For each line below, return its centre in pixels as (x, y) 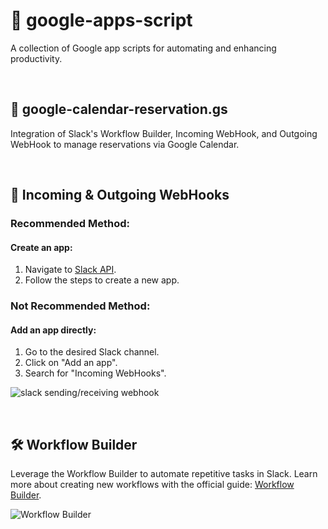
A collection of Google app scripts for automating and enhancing (143, 48)
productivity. (36, 58)
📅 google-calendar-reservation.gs (119, 109)
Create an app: (41, 247)
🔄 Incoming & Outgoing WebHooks (120, 195)
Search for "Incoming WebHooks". (95, 373)
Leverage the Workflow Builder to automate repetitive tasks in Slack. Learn (164, 474)
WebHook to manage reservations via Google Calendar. (125, 144)
